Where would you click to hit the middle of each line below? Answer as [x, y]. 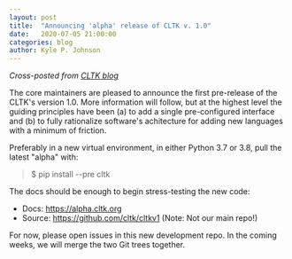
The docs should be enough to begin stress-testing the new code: [130, 192]
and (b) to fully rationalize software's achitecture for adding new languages [146, 122]
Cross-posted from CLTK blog [64, 75]
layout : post [33, 17]
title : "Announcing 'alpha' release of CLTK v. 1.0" [111, 26]
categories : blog [41, 42]
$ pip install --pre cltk [70, 175]
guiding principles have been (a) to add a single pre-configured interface [142, 112]
